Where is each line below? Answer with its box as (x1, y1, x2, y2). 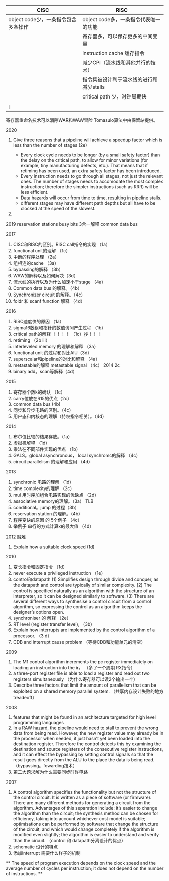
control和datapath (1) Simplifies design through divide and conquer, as (13, 576, 159, 582)
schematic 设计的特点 (13, 844, 58, 850)
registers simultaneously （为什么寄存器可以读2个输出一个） (13, 676, 138, 682)
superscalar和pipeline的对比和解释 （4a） (13, 356, 100, 362)
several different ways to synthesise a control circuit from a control (13, 598, 151, 604)
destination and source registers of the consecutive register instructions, (13, 746, 163, 752)
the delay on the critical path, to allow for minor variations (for (20, 157, 148, 163)
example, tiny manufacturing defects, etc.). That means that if (20, 163, 148, 168)
